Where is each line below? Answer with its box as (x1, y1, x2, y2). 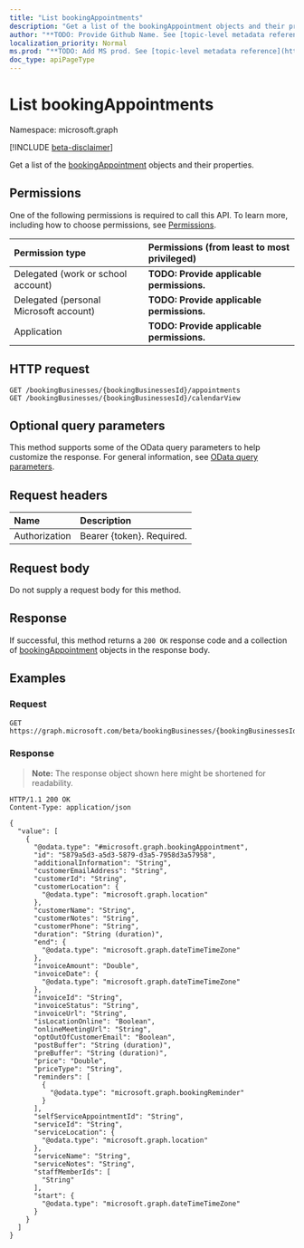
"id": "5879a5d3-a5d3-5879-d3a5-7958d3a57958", (33, 850, 217, 859)
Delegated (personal (14, 293, 101, 306)
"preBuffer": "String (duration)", (33, 1048, 168, 1058)
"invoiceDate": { (33, 969, 100, 978)
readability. (31, 777, 74, 788)
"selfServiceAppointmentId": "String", (33, 1111, 184, 1121)
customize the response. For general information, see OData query (9, 452, 259, 463)
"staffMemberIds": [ (33, 1167, 111, 1176)
